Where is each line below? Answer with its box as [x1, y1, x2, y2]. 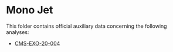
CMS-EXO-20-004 [14, 40, 60, 47]
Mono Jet [6, 3, 53, 17]
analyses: [6, 28, 29, 35]
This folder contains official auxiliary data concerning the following [6, 23, 167, 29]
